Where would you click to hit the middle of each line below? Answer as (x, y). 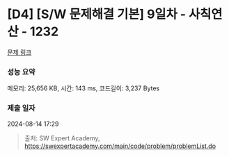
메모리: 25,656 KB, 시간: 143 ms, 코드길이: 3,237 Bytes (84, 88)
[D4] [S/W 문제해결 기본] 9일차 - (97, 14)
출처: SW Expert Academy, (62, 138)
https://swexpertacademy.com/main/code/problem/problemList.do (120, 146)
